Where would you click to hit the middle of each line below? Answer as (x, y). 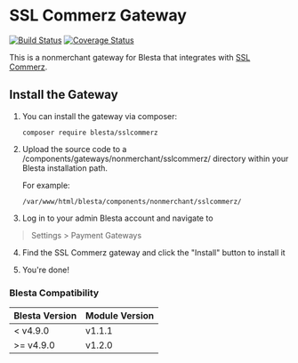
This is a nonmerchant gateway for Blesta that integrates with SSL (130, 57)
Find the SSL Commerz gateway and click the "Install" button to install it (154, 252)
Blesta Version (45, 316)
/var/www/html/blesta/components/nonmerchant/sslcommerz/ (132, 201)
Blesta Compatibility (54, 293)
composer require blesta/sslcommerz (90, 133)
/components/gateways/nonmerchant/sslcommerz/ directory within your (155, 158)
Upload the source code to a (74, 149)
